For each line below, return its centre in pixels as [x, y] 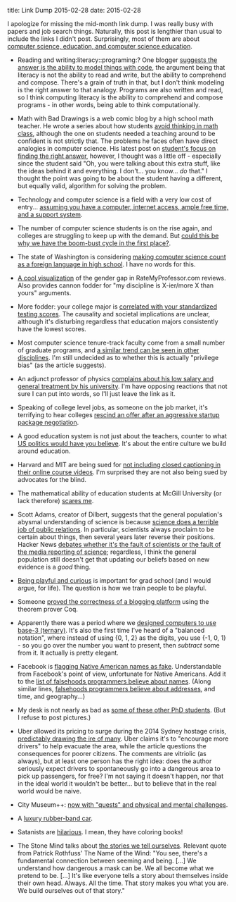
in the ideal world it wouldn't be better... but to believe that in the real [117, 784]
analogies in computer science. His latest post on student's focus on [117, 148]
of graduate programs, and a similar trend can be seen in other [108, 350]
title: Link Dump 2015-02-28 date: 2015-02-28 [74, 10]
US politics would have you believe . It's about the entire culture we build [122, 444]
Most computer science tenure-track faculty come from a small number [121, 342]
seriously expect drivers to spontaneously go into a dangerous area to [119, 768]
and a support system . [50, 215]
